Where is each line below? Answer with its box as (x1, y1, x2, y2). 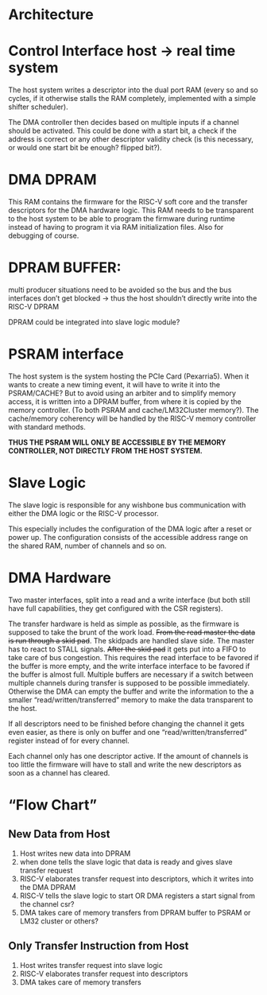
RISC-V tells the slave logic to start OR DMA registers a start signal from (19, 891, 256, 900)
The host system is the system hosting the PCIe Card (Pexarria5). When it (8, 371, 250, 381)
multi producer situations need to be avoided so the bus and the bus (8, 285, 232, 294)
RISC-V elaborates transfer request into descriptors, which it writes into (19, 873, 254, 884)
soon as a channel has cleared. (8, 768, 110, 777)
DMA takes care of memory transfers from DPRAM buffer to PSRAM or (19, 908, 251, 917)
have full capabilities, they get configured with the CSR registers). (8, 603, 223, 613)
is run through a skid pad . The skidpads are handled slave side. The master (8, 635, 255, 645)
